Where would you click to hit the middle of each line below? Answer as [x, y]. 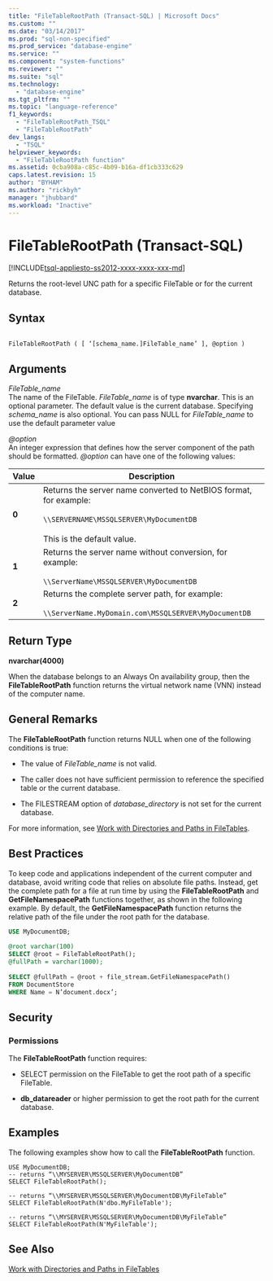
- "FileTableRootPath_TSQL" [63, 122]
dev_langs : [27, 137]
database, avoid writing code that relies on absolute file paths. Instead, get [133, 882]
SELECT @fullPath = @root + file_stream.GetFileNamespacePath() [119, 977]
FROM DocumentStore [41, 985]
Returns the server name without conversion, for [135, 552]
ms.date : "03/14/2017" [47, 31]
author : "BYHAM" [36, 183]
